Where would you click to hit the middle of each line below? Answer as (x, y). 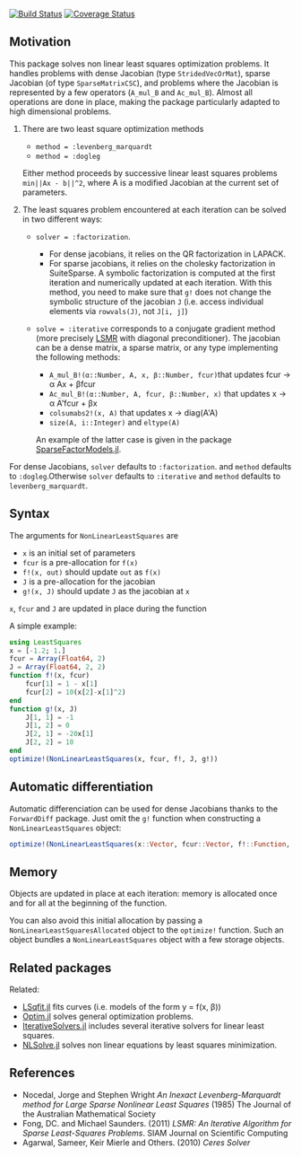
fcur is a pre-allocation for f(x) (80, 562)
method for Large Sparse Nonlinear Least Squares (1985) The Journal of (156, 1104)
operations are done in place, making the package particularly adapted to (145, 101)
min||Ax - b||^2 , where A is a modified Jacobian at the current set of (150, 182)
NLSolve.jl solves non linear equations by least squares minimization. (150, 1045)
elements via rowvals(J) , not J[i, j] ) (118, 311)
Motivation (40, 42)
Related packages (60, 968)
